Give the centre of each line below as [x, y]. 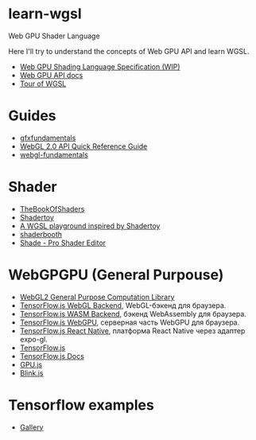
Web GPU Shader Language [54, 36]
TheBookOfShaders [52, 208]
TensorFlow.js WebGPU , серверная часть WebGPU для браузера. [130, 322]
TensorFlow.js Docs [52, 356]
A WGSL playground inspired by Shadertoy [90, 226]
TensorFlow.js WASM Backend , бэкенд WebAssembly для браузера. [133, 313]
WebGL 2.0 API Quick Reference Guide [83, 146]
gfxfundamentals [48, 138]
